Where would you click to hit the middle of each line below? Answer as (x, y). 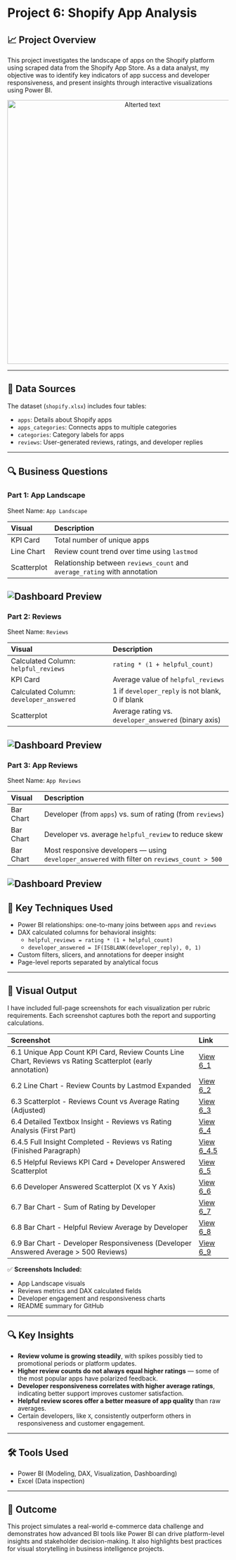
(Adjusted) (28, 1110)
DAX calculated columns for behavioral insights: (87, 932)
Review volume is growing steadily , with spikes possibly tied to (110, 1356)
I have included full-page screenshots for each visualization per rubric (109, 1007)
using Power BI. (30, 90)
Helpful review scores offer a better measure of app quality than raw (119, 1401)
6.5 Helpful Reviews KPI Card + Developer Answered (98, 1162)
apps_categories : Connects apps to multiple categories (97, 427)
